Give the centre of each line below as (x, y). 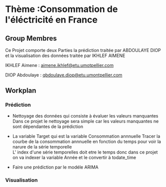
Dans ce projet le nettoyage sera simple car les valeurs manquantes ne (85, 121)
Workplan (21, 91)
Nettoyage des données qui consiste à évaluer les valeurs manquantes (85, 115)
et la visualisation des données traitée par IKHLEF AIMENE (65, 55)
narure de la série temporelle (42, 146)
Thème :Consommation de (61, 9)
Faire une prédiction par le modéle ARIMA (55, 167)
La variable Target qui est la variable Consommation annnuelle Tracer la (86, 136)
